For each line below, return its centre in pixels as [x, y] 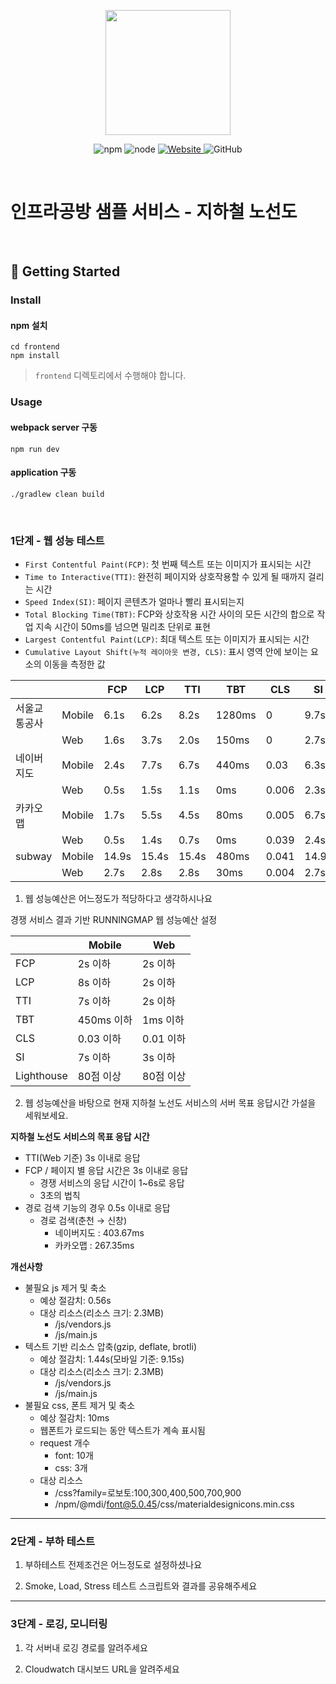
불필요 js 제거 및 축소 [65, 1288]
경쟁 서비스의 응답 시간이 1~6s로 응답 [112, 1183]
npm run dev [35, 449]
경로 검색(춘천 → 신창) [83, 1221]
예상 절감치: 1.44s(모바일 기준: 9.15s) [112, 1359]
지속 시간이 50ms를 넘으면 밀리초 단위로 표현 [123, 627]
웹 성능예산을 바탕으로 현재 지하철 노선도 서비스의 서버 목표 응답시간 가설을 [170, 1103]
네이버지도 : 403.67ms [99, 1233]
